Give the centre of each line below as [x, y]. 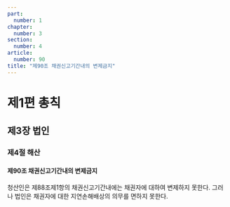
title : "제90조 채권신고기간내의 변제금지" [61, 66]
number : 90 [29, 60]
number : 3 [28, 33]
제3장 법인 [28, 131]
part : [15, 14]
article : [20, 53]
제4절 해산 [24, 153]
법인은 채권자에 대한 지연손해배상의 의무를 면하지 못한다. [91, 196]
